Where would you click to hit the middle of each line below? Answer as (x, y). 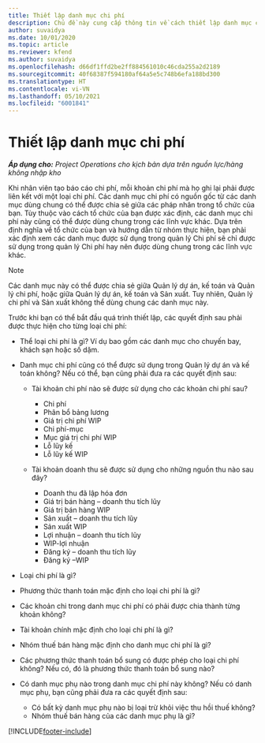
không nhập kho (35, 173)
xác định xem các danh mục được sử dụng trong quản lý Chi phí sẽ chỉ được (132, 238)
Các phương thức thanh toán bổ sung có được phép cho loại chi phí (129, 660)
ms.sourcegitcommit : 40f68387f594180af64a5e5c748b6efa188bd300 (114, 74)
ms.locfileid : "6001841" (49, 103)
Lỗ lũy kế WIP (65, 454)
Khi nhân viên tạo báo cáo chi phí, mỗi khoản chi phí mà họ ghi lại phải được (132, 188)
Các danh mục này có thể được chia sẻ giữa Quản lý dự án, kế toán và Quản (131, 286)
